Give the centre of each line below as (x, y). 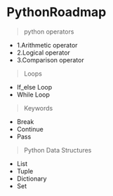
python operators (49, 31)
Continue (30, 129)
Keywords (38, 108)
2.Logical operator (44, 52)
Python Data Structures (58, 150)
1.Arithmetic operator (47, 45)
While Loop (33, 94)
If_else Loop (34, 87)
